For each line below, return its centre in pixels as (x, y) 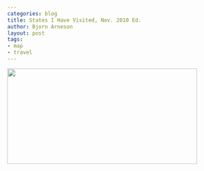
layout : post (26, 33)
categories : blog (32, 14)
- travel (20, 53)
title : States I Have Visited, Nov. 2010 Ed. (74, 20)
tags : (15, 40)
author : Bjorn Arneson (40, 26)
